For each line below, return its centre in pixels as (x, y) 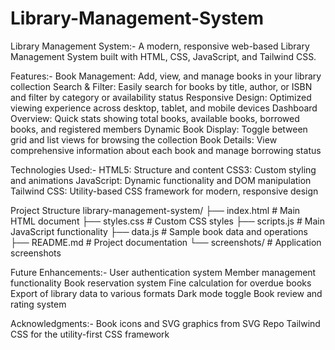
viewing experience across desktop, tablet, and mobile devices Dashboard (164, 108)
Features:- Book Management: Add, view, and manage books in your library (166, 76)
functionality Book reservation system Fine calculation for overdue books (161, 283)
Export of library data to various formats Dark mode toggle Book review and (166, 293)
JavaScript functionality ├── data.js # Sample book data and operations (159, 231)
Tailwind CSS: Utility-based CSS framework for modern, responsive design (164, 191)
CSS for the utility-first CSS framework (90, 334)
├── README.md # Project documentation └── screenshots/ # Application (166, 242)
